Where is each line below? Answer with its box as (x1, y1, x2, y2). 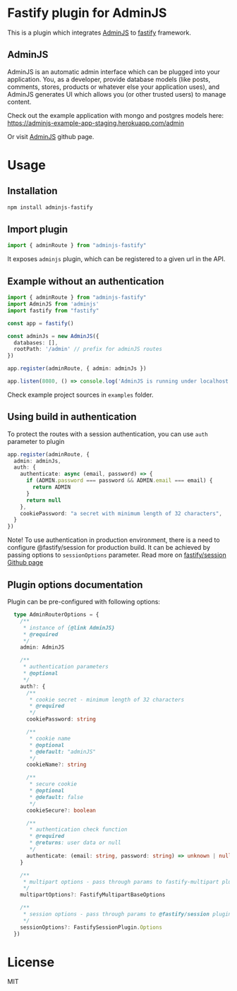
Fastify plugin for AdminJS (7, 5, 167, 21)
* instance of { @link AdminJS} (23, 624, 115, 631)
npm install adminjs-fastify (7, 203, 93, 211)
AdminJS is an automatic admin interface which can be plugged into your (7, 67, 221, 76)
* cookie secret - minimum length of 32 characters (29, 696, 185, 703)
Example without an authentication (7, 275, 164, 287)
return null (25, 496, 61, 504)
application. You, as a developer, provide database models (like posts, (7, 75, 210, 83)
